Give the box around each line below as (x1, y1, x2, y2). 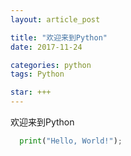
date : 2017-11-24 (10, 42, 83, 52)
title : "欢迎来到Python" (10, 32, 108, 43)
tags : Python (10, 69, 65, 80)
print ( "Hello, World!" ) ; (19, 136, 123, 146)
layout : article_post (10, 14, 101, 25)
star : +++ (10, 87, 52, 98)
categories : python (10, 60, 92, 70)
